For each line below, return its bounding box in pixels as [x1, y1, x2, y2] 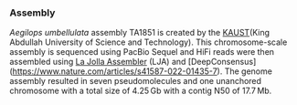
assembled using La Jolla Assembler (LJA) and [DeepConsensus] [9, 57, 257, 68]
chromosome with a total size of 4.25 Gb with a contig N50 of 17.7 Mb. [9, 85, 272, 97]
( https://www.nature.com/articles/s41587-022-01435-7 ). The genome [9, 66, 272, 77]
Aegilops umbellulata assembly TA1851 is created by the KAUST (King [9, 27, 270, 38]
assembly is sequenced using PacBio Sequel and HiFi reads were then [9, 47, 275, 58]
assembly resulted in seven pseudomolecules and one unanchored [9, 76, 262, 87]
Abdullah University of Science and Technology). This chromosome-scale [9, 37, 288, 47]
